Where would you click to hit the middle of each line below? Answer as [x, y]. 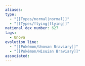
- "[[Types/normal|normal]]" [40, 19]
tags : [11, 33]
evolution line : [22, 42]
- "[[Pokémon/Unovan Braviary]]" [44, 47]
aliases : [14, 10]
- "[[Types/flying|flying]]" [40, 24]
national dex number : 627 [32, 28]
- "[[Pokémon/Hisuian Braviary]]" [45, 51]
